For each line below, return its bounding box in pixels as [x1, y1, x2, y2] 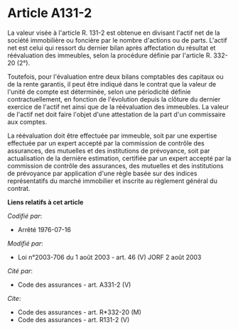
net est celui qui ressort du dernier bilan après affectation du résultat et [7, 43, 216, 52]
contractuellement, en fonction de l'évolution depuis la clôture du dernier [7, 94, 221, 104]
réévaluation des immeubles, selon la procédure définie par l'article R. [7, 51, 212, 60]
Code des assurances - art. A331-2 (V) [17, 280, 131, 289]
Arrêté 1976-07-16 [17, 225, 71, 233]
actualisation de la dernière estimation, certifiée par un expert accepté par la [7, 154, 232, 163]
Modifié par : [7, 239, 44, 248]
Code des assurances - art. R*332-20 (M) [17, 307, 142, 317]
